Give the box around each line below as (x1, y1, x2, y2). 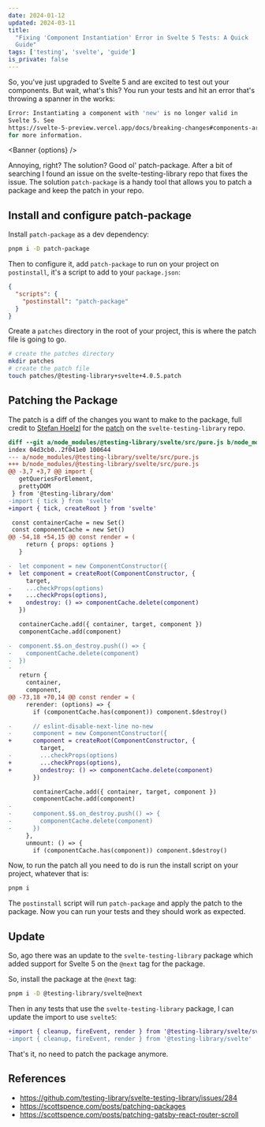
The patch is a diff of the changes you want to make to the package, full (8, 415, 242, 424)
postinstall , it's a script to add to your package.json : (8, 267, 181, 277)
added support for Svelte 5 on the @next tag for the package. (8, 959, 205, 968)
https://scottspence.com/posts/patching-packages (19, 1101, 186, 1110)
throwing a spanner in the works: (8, 94, 116, 103)
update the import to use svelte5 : (8, 1012, 118, 1021)
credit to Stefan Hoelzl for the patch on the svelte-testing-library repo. (8, 423, 246, 432)
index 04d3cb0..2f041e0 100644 (8, 446, 111, 453)
